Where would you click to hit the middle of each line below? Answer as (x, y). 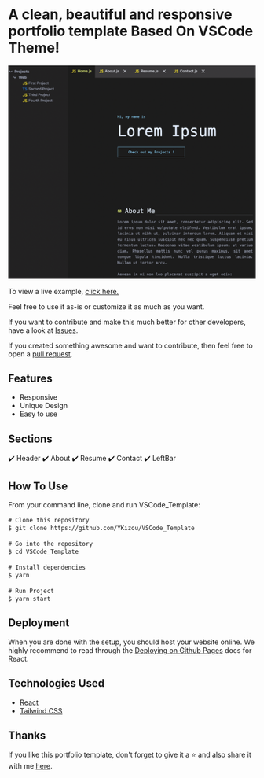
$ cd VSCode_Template (44, 551)
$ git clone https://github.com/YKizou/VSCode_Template (101, 528)
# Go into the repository (50, 544)
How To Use (38, 486)
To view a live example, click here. (64, 291)
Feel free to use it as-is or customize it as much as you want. (106, 306)
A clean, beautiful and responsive (120, 15)
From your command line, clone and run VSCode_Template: (104, 504)
